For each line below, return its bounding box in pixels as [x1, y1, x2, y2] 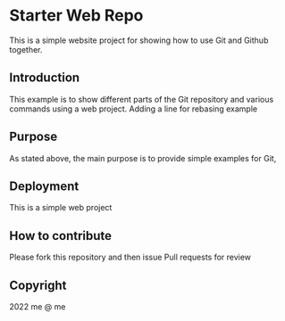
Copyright [9, 277, 67, 292]
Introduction [9, 70, 80, 86]
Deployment [9, 178, 80, 193]
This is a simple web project [9, 202, 113, 213]
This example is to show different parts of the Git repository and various [9, 94, 274, 104]
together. [9, 44, 43, 54]
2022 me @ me [9, 301, 66, 312]
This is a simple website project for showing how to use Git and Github [9, 35, 269, 45]
